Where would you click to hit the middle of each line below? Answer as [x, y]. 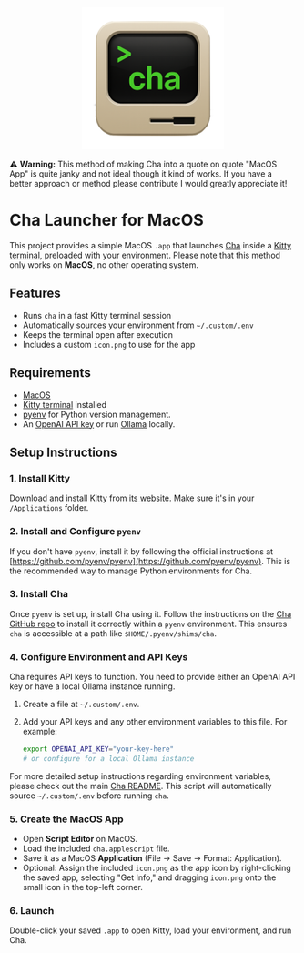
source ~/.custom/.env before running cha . [90, 796]
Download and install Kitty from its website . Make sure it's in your [132, 498]
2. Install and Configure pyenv [75, 532]
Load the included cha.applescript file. [96, 848]
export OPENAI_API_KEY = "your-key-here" [98, 749]
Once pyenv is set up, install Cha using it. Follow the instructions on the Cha [151, 613]
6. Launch [32, 911]
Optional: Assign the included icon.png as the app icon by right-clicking [157, 868]
